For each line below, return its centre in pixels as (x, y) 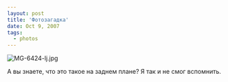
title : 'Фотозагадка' (38, 20)
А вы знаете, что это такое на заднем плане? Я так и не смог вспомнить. (114, 72)
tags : (15, 32)
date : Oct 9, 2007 (33, 26)
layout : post (26, 13)
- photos (26, 39)
